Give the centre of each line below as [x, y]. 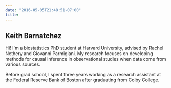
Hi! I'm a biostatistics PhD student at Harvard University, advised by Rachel [84, 48]
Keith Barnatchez [34, 36]
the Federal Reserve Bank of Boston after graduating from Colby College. [82, 80]
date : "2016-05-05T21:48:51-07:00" [43, 10]
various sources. [23, 64]
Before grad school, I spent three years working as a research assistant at [83, 75]
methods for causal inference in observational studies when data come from [86, 59]
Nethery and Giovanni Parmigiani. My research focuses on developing [79, 54]
